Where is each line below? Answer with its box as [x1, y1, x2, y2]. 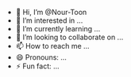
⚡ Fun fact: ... [15, 61, 60, 71]
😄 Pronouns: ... [15, 53, 67, 62]
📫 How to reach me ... [15, 42, 90, 50]
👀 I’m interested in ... [15, 16, 83, 25]
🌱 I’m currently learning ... [15, 24, 101, 33]
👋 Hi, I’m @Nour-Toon [15, 8, 87, 16]
